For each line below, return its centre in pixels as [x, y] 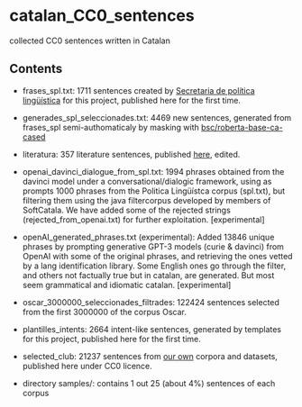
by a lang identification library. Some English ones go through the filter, [154, 266]
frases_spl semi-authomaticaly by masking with [111, 127]
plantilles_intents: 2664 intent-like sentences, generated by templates [152, 329]
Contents [36, 69]
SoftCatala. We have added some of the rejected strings [127, 210]
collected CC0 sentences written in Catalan [90, 41]
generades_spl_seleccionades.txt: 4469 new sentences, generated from [157, 117]
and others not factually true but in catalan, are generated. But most [148, 275]
